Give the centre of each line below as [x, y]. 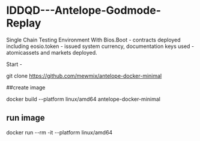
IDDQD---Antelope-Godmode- [83, 10]
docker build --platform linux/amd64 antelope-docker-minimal [83, 99]
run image [26, 118]
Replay [24, 23]
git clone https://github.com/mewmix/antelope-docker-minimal [84, 76]
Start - [14, 64]
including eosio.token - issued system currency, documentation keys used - [100, 46]
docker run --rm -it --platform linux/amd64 [59, 132]
